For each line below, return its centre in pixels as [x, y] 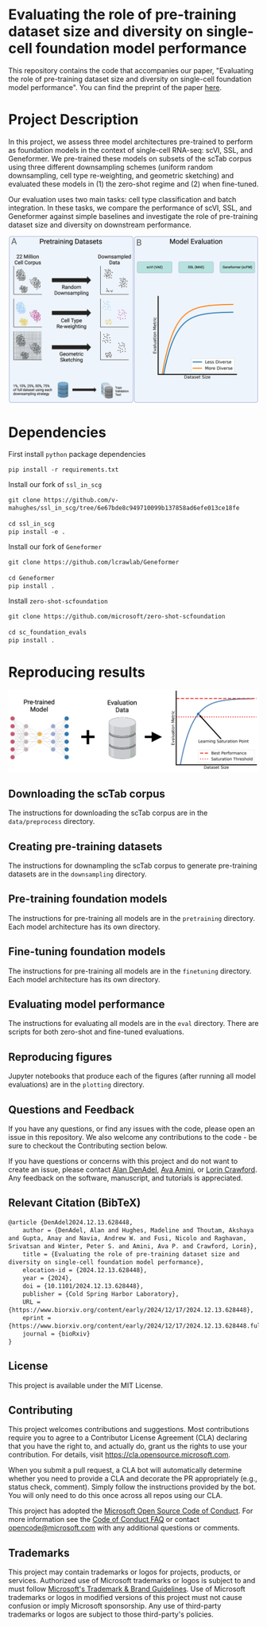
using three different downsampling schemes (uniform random [110, 167]
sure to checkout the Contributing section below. [88, 1145]
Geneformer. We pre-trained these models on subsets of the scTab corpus [130, 158]
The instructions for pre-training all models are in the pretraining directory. [132, 918]
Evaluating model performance [87, 1004]
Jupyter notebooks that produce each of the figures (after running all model [132, 1076]
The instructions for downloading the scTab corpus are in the [108, 813]
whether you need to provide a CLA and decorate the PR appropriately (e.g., [133, 1479]
